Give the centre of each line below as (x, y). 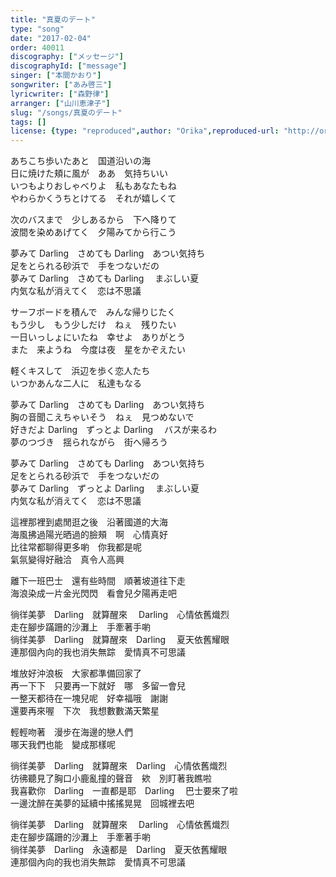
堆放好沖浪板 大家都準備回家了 (76, 673)
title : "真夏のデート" (53, 19)
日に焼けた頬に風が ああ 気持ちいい (89, 173)
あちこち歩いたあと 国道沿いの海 (80, 161)
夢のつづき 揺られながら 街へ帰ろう (89, 442)
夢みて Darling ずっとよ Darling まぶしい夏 (105, 488)
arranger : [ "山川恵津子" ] (60, 103)
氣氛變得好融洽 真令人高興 (67, 560)
